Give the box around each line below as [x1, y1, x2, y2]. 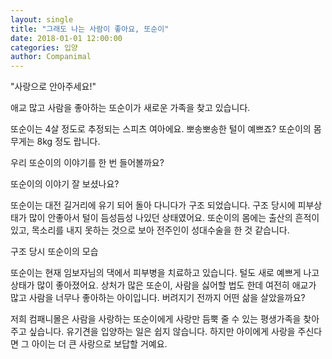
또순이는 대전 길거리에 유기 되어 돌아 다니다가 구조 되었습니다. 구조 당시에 [10, 199, 296, 211]
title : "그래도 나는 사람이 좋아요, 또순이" [10, 24, 170, 34]
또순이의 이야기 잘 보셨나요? [10, 178, 120, 190]
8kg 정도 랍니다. [36, 136, 101, 148]
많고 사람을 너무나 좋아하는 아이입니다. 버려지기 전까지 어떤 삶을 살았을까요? [10, 292, 306, 304]
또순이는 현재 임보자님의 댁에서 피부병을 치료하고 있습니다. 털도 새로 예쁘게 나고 [10, 267, 320, 279]
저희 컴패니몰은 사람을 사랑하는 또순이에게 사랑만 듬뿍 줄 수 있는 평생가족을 [10, 313, 302, 325]
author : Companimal [10, 52, 92, 62]
